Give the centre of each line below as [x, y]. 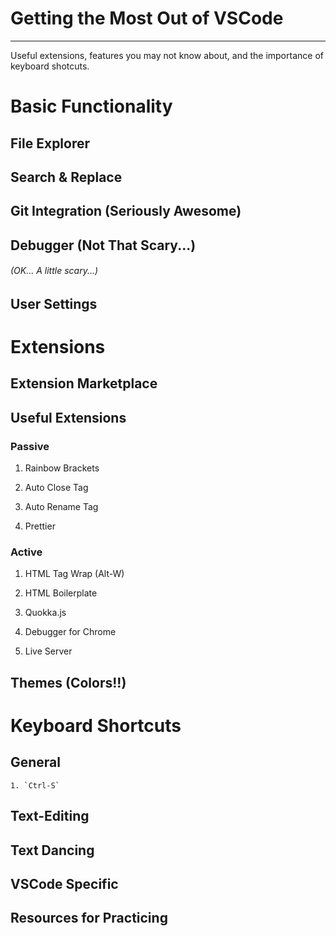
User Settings [54, 303]
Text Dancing [52, 850]
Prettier [40, 526]
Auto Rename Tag [61, 507]
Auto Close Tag [56, 488]
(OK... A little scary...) [54, 271]
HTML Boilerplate [61, 593]
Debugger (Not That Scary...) [103, 245]
